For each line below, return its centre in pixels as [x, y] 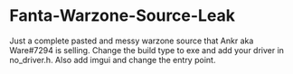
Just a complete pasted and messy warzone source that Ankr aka [132, 41]
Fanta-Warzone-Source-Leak [122, 16]
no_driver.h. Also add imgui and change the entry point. [113, 60]
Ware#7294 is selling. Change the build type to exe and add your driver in [147, 50]
